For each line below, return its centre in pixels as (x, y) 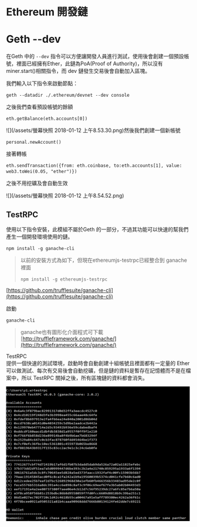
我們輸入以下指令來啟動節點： (42, 83)
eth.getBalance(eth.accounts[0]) (47, 119)
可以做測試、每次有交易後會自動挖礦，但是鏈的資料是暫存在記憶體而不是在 (96, 370)
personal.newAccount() (34, 142)
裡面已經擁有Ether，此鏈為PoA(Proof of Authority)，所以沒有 (89, 64)
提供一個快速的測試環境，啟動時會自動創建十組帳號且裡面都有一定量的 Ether (98, 363)
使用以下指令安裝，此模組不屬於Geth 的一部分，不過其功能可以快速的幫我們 (97, 229)
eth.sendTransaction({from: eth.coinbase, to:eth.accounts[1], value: (94, 166)
